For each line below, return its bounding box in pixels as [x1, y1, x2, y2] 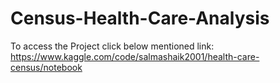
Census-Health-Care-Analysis [10, 7, 270, 30]
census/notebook [10, 61, 83, 73]
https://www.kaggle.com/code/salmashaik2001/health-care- [10, 50, 260, 62]
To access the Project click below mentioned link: [10, 40, 215, 52]
